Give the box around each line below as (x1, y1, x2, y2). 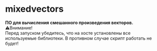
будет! (5, 40, 19, 46)
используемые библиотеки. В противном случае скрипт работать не (5, 35, 152, 41)
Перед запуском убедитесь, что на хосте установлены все (5, 30, 131, 36)
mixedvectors (5, 3, 64, 15)
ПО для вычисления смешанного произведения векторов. (5, 20, 134, 25)
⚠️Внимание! (5, 25, 33, 30)
